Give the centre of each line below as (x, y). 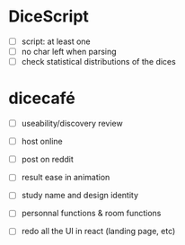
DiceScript (48, 17)
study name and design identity (80, 196)
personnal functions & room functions (91, 214)
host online (42, 142)
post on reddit (47, 160)
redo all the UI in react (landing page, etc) (98, 232)
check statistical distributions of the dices (98, 62)
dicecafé (42, 98)
